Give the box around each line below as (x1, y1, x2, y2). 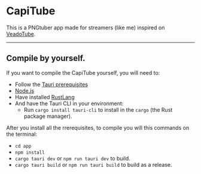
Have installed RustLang (14, 93, 75, 100)
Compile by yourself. (6, 53, 86, 63)
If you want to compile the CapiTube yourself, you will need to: (6, 69, 160, 76)
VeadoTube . (6, 30, 36, 37)
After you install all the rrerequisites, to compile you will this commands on (6, 124, 190, 131)
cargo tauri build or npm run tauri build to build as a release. (14, 161, 172, 168)
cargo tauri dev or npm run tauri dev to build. (14, 154, 130, 162)
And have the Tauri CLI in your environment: (14, 100, 124, 107)
